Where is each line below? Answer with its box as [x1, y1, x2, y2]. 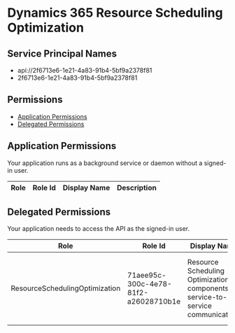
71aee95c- [127, 271, 166, 281]
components [187, 283, 229, 293]
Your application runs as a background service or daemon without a [7, 159, 203, 167]
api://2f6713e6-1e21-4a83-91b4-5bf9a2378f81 [17, 66, 152, 74]
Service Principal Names [7, 48, 117, 59]
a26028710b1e [127, 297, 181, 306]
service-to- [187, 292, 227, 302]
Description [116, 183, 157, 192]
